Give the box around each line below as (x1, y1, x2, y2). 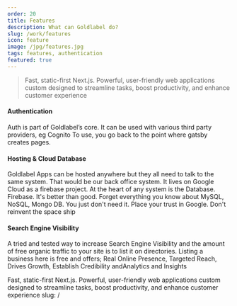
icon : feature (7, 37, 50, 44)
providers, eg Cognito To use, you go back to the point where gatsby (7, 130, 208, 139)
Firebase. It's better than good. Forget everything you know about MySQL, (7, 193, 224, 201)
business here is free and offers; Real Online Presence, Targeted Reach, (7, 254, 217, 263)
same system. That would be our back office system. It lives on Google (7, 178, 214, 186)
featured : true (7, 57, 52, 64)
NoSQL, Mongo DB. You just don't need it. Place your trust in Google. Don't (7, 200, 226, 209)
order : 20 (7, 10, 37, 18)
